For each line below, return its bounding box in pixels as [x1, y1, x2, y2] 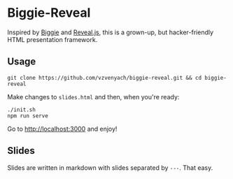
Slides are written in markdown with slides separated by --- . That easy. [7, 163, 213, 172]
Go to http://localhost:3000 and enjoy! [7, 124, 118, 133]
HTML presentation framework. [7, 35, 98, 43]
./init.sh [7, 106, 36, 113]
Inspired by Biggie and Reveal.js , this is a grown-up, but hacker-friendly [7, 28, 214, 36]
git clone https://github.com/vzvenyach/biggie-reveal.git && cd [7, 74, 202, 81]
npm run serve [7, 112, 49, 120]
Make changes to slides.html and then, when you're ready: [7, 92, 180, 101]
